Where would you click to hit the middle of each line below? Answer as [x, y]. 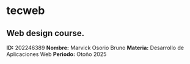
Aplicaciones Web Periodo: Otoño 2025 [57, 54]
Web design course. [46, 33]
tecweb [26, 11]
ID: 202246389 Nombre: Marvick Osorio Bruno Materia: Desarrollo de [95, 48]
